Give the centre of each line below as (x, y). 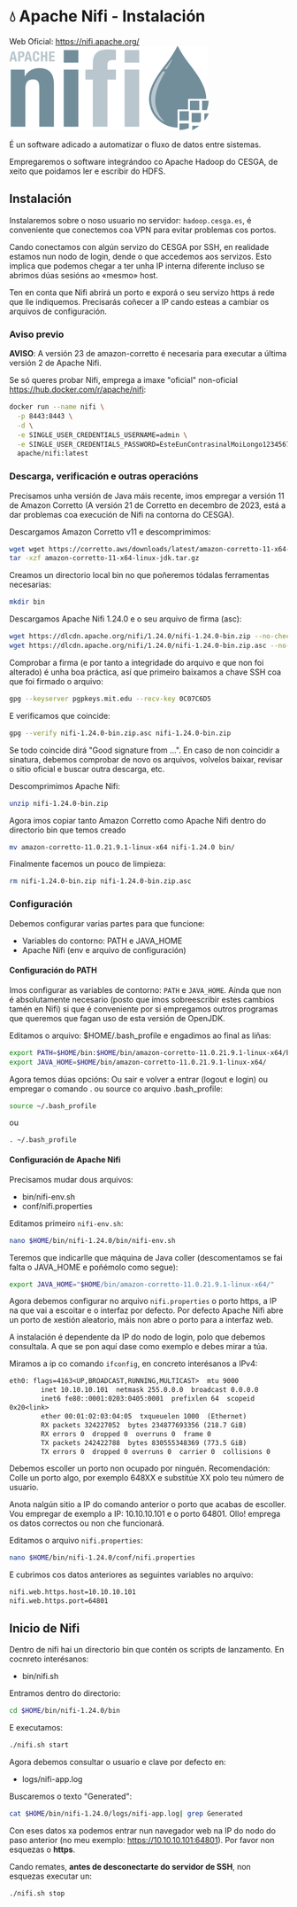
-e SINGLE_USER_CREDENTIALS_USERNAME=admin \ (103, 435)
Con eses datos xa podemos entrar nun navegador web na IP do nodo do (143, 1830)
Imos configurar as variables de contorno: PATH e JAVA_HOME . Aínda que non (145, 989)
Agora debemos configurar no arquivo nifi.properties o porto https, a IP (143, 1301)
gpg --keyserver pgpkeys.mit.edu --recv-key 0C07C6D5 (110, 699)
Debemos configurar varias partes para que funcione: (107, 923)
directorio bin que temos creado (68, 830)
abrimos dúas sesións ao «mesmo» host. (84, 275)
